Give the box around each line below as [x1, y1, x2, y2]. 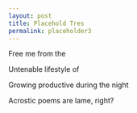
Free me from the [8, 49, 66, 59]
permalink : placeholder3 [8, 27, 92, 35]
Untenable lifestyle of [8, 65, 80, 74]
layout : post [8, 11, 52, 20]
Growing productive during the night [8, 80, 129, 90]
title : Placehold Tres [8, 19, 85, 27]
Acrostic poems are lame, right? [8, 96, 114, 106]
